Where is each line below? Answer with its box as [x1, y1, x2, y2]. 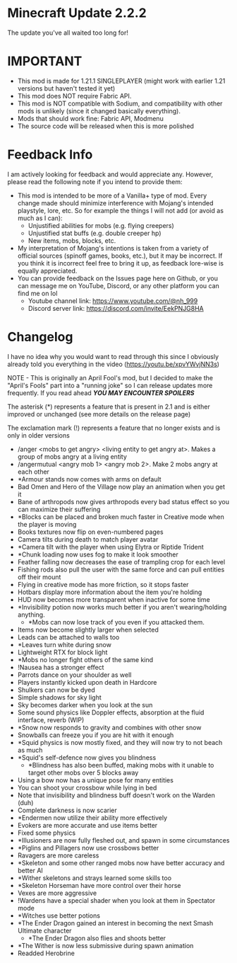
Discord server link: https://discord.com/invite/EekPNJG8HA [28, 304, 205, 312]
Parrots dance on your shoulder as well [17, 671, 132, 679]
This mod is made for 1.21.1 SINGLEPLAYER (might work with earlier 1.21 [17, 76, 226, 85]
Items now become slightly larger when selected [17, 625, 159, 634]
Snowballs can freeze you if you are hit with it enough [17, 731, 174, 739]
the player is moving [17, 520, 77, 528]
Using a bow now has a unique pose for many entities [17, 775, 174, 784]
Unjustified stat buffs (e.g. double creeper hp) [28, 229, 162, 237]
